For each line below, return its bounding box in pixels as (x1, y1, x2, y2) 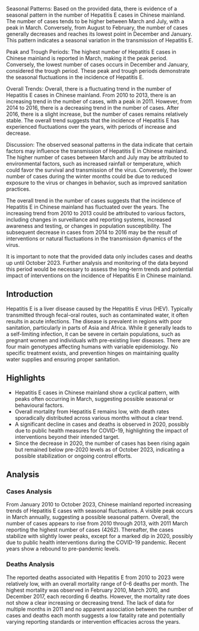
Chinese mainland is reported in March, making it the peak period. (6, 55, 168, 61)
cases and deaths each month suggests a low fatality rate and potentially (6, 611, 185, 619)
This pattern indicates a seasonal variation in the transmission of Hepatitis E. (6, 37, 194, 44)
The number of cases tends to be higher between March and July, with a (6, 18, 184, 24)
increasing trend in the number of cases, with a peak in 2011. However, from (6, 98, 192, 105)
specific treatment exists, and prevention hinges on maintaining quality (6, 349, 179, 357)
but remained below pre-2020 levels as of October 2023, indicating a (14, 446, 185, 453)
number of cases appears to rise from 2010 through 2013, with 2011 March (6, 520, 188, 527)
